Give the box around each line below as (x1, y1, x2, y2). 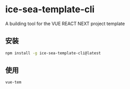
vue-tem (5, 80, 22, 85)
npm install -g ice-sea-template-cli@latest (5, 50, 101, 56)
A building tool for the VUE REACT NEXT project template (5, 20, 125, 27)
